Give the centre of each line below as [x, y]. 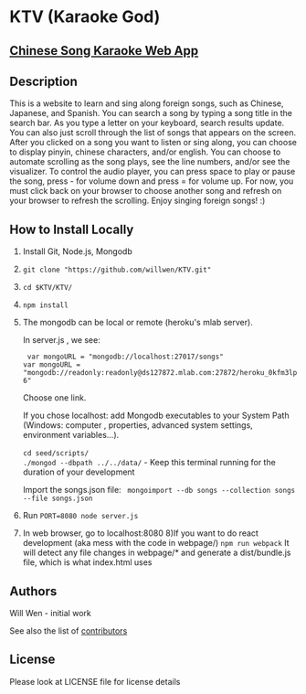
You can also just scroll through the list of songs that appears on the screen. [153, 133]
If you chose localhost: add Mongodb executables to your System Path [156, 416]
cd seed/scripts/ [56, 454]
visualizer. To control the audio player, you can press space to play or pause [153, 172]
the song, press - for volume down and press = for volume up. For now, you [152, 181]
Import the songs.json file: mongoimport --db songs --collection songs [158, 490]
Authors [33, 591]
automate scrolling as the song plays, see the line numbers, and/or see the [150, 162]
